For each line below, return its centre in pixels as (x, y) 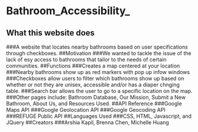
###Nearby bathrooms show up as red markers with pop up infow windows (98, 72)
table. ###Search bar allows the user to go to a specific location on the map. (99, 91)
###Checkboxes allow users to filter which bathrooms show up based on (95, 78)
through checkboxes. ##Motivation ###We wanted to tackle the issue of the (99, 53)
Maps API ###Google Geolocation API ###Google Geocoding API (86, 110)
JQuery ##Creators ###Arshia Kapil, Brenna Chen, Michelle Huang (88, 122)
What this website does (51, 33)
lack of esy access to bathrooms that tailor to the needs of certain (86, 59)
